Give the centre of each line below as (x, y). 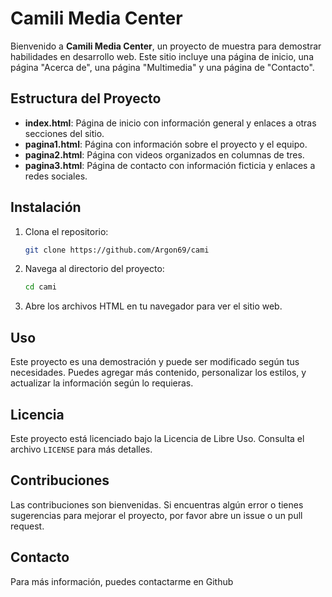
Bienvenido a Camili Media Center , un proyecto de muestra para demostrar (166, 46)
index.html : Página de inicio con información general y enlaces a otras (170, 123)
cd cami (40, 287)
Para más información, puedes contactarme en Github (122, 581)
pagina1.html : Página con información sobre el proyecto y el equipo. (166, 144)
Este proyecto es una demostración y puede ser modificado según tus (155, 362)
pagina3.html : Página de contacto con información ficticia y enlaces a (170, 165)
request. (27, 526)
